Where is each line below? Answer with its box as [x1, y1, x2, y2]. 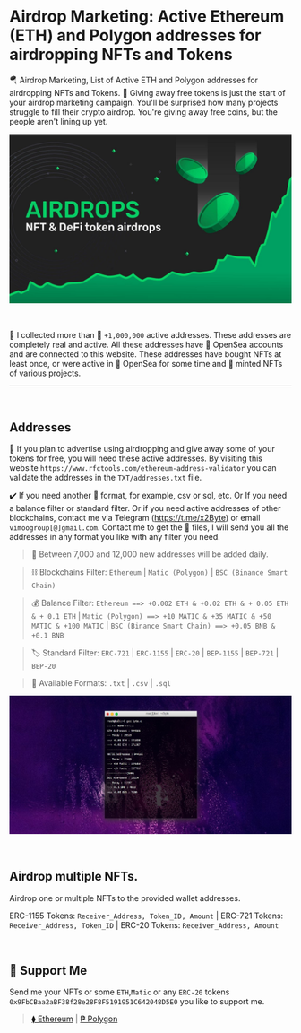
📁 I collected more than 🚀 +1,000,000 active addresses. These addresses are [9, 330, 292, 341]
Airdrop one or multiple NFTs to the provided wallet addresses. [9, 892, 241, 903]
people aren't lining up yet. [9, 116, 108, 126]
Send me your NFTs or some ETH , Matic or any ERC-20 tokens [9, 986, 230, 997]
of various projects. [9, 368, 82, 378]
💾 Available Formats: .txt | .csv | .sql [30, 677, 172, 688]
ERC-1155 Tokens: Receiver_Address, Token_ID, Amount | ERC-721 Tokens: [9, 910, 284, 921]
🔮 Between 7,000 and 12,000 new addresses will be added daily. [30, 549, 269, 560]
